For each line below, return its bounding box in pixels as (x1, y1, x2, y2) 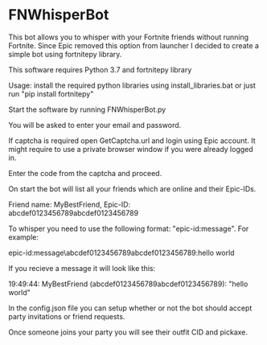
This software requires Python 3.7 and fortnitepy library (8, 64, 192, 74)
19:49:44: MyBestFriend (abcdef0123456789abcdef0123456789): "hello (8, 279, 249, 289)
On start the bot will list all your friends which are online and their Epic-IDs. (8, 183, 257, 194)
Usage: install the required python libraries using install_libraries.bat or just (8, 80, 256, 90)
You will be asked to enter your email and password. (8, 120, 182, 129)
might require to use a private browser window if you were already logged (8, 144, 253, 154)
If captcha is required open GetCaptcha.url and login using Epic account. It (8, 135, 256, 146)
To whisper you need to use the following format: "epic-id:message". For (8, 224, 249, 233)
